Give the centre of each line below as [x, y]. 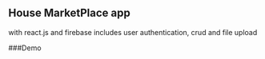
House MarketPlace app [69, 13]
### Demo [25, 48]
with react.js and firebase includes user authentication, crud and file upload [133, 32]
